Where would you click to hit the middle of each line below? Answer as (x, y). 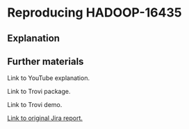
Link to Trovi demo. (35, 105)
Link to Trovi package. (39, 92)
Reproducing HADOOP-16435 (94, 13)
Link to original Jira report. (45, 118)
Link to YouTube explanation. (49, 78)
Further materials (46, 61)
